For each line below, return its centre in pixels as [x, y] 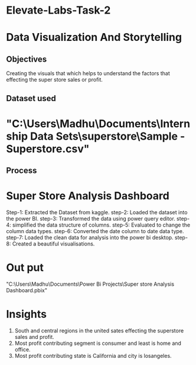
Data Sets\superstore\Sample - [107, 136]
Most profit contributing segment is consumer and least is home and [98, 343]
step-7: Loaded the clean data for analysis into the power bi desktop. [90, 238]
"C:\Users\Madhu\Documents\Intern [98, 123]
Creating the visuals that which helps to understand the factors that [88, 73]
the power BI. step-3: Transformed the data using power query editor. [91, 219]
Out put [25, 268]
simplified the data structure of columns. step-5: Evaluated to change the [102, 225]
